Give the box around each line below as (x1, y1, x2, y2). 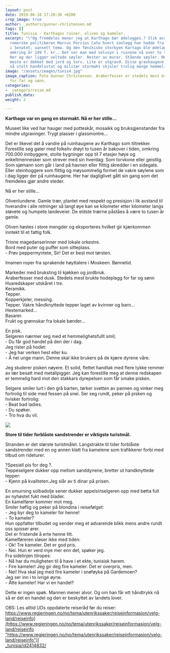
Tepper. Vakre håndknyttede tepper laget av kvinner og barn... (5, 302, 135, 308)
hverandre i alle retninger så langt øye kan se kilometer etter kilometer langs (5, 203, 163, 210)
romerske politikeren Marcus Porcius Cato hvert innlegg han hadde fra (10, 41, 164, 46)
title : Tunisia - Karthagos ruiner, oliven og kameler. (5, 31, 125, 36)
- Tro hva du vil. (5, 412, 38, 419)
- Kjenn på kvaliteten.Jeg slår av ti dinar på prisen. (5, 478, 110, 485)
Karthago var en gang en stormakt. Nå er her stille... (5, 115, 117, 122)
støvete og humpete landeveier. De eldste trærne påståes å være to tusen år (5, 209, 164, 215)
